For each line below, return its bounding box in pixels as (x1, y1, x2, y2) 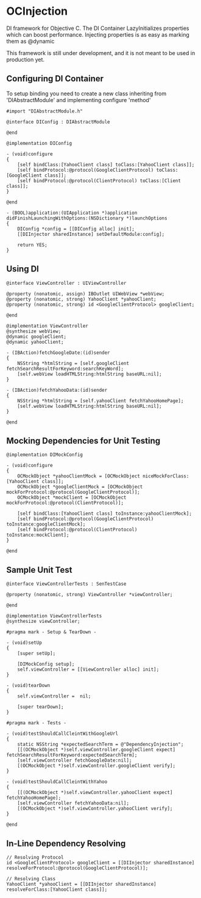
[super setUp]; (17, 650, 56, 657)
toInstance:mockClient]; (6, 532, 69, 539)
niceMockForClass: (142, 473, 189, 479)
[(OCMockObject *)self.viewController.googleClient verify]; (17, 763, 175, 769)
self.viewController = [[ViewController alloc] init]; (17, 666, 160, 673)
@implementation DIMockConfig (6, 452, 83, 458)
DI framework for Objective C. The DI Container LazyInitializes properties (6, 24, 189, 32)
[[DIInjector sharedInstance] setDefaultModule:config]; (17, 231, 165, 237)
